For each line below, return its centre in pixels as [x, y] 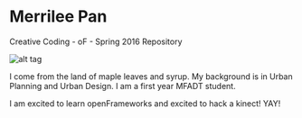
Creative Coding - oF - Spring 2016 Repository [96, 41]
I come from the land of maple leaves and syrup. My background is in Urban [151, 76]
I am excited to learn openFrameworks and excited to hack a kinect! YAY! [145, 103]
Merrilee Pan [58, 17]
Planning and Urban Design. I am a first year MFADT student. [123, 86]
